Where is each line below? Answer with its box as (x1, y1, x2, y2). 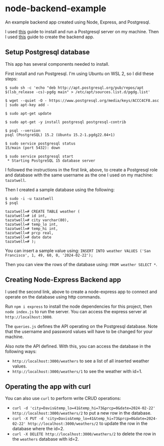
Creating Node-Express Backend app (5, 275, 121, 284)
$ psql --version (5, 128, 41, 133)
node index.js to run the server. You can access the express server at (5, 308, 147, 314)
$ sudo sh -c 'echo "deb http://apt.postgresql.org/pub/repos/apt (5, 85, 144, 90)
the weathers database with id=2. (12, 436, 80, 442)
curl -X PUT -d (12, 416, 44, 421)
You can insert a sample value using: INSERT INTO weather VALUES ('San (5, 248, 151, 253)
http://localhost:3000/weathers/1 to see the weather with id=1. (12, 368, 142, 374)
